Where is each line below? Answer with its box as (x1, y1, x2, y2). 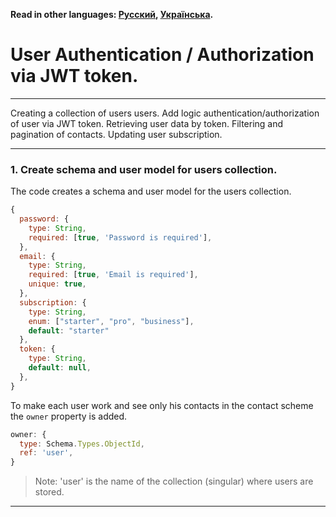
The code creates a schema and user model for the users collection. (10, 185, 292, 198)
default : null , (28, 363, 92, 373)
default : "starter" (28, 325, 110, 336)
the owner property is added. (10, 410, 128, 422)
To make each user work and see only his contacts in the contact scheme (10, 399, 314, 411)
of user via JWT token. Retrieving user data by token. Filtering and (10, 117, 284, 129)
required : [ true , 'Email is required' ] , (28, 270, 199, 280)
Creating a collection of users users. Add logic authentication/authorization (10, 107, 320, 119)
